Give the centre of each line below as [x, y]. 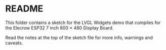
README [24, 9]
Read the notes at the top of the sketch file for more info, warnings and [79, 37]
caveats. [14, 42]
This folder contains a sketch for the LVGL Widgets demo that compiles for [83, 22]
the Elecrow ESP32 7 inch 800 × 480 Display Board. [59, 27]
